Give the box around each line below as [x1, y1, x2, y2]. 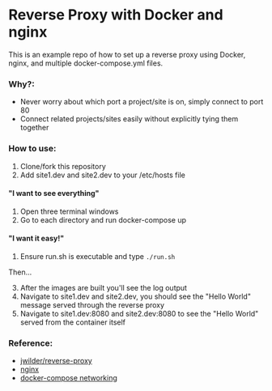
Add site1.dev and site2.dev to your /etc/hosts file [19, 170, 186, 180]
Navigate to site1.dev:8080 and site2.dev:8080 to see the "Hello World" [19, 308, 259, 318]
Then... [8, 267, 32, 277]
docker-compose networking [19, 373, 117, 383]
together [19, 123, 49, 133]
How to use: [8, 143, 57, 155]
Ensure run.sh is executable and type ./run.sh [19, 251, 176, 261]
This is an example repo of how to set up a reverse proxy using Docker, [8, 49, 246, 59]
